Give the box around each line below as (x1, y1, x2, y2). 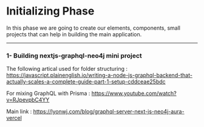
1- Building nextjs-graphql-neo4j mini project (6, 51, 143, 60)
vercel (6, 114, 22, 122)
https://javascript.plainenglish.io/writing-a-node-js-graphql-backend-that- (6, 71, 193, 79)
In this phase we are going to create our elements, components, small (6, 24, 181, 31)
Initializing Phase (6, 4, 95, 18)
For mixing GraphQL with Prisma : (6, 90, 90, 97)
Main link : (6, 108, 32, 116)
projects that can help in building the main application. (6, 30, 142, 37)
